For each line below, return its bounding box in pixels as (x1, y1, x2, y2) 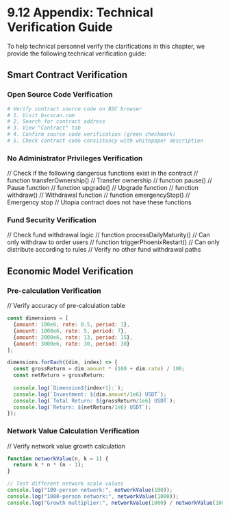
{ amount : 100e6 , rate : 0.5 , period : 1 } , (13, 321, 130, 329)
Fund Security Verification (7, 215, 97, 225)
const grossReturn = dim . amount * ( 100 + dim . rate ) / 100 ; (13, 366, 186, 372)
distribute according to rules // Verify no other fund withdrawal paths (7, 246, 201, 254)
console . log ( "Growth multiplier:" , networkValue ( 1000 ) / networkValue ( (7, 499, 216, 506)
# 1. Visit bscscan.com (7, 112, 75, 119)
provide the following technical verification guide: (7, 49, 146, 58)
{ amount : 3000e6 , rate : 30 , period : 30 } (13, 340, 130, 347)
